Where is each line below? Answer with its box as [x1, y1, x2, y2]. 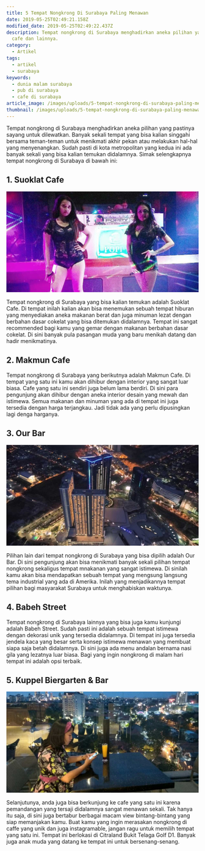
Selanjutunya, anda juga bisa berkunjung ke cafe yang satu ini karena [6, 798, 181, 806]
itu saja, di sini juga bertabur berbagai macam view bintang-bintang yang [6, 812, 190, 819]
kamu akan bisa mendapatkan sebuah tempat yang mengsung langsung [6, 571, 188, 578]
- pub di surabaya [12, 88, 59, 94]
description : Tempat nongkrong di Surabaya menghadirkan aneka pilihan [6, 29, 192, 36]
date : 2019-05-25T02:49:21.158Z [6, 16, 88, 23]
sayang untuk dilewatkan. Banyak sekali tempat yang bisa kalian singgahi [6, 130, 190, 138]
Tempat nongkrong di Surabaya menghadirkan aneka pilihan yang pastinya [6, 124, 195, 132]
